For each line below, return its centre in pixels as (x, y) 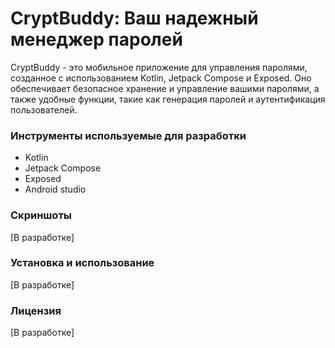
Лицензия (36, 310)
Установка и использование (82, 263)
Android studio (55, 189)
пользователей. (44, 109)
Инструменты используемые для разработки (128, 135)
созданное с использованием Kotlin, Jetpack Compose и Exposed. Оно (161, 78)
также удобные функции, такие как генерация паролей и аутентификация (168, 99)
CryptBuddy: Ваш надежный (134, 18)
